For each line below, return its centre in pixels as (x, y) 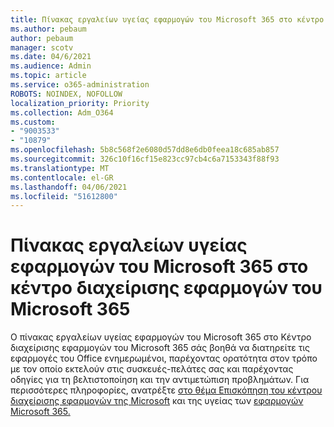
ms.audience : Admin (51, 66)
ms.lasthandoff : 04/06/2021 (69, 187)
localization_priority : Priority (80, 103)
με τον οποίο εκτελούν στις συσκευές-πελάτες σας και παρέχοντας (152, 369)
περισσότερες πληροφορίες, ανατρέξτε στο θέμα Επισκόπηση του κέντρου (166, 390)
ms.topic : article (48, 76)
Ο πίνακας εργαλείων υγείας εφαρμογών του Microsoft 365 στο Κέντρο (161, 337)
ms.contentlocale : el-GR (62, 177)
